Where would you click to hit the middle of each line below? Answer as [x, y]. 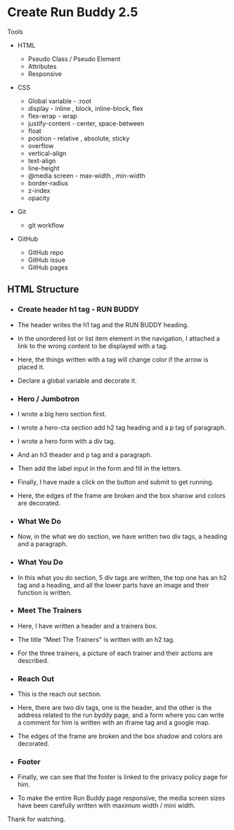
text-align [42, 160]
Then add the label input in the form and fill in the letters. [100, 468]
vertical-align [47, 153]
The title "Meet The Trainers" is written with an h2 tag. [96, 639]
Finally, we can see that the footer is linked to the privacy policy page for [123, 777]
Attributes [42, 66]
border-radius [48, 183]
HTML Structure [43, 290]
